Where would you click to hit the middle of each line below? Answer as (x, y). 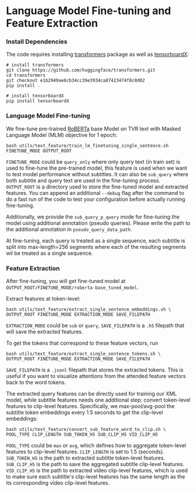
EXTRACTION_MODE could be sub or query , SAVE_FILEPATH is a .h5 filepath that (95, 326)
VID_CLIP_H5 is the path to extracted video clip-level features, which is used (97, 470)
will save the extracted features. (45, 332)
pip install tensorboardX (37, 101)
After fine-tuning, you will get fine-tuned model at (66, 281)
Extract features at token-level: (43, 299)
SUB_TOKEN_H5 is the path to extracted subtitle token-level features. (86, 458)
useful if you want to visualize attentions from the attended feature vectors (96, 376)
